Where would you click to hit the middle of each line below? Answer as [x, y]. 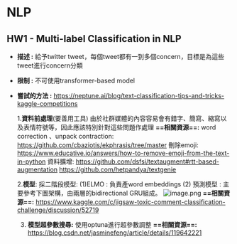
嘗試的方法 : [34, 96]
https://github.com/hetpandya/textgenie [118, 169]
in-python [31, 161]
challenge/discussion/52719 [58, 210]
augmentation [37, 169]
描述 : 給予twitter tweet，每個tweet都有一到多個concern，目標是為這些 [121, 57]
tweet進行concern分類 [50, 65]
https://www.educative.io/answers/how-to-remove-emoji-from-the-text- [123, 153]
